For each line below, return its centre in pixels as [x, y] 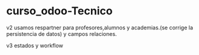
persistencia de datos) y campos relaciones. [62, 33]
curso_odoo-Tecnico [59, 11]
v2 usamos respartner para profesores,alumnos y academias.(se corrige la [100, 27]
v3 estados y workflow [35, 45]
